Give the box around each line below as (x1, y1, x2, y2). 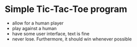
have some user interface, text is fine (12, 30, 89, 36)
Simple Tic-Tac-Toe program (5, 3, 127, 15)
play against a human (12, 25, 57, 31)
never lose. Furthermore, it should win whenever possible (12, 36, 132, 42)
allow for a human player (12, 20, 64, 26)
